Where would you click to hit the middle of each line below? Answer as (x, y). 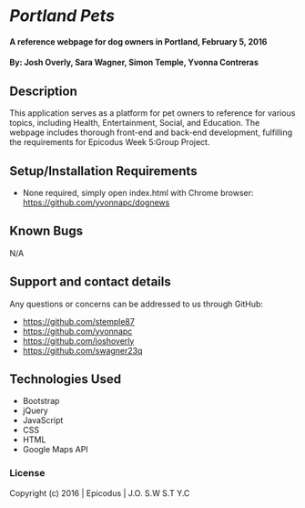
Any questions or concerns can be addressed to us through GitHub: (137, 304)
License (27, 473)
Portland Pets (62, 16)
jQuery (35, 410)
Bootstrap (41, 401)
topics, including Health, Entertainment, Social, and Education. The (135, 123)
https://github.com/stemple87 (78, 321)
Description (43, 91)
